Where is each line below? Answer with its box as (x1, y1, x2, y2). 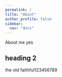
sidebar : (5, 21, 23, 26)
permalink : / (5, 7, 32, 12)
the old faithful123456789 (5, 67, 58, 73)
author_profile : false (5, 16, 52, 21)
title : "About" (5, 12, 36, 17)
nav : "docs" (9, 26, 34, 31)
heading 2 (5, 54, 37, 62)
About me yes (5, 39, 33, 45)
